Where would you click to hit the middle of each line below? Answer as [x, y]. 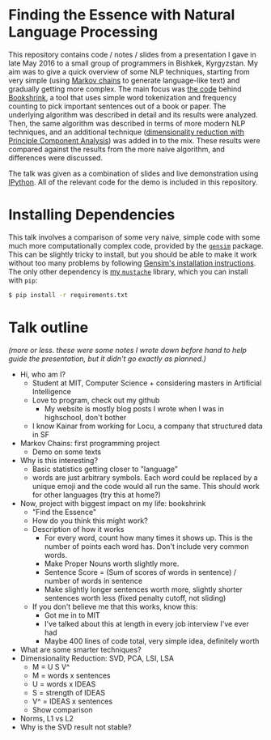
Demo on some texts [67, 452]
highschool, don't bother [85, 417]
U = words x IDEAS [64, 684]
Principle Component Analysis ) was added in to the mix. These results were [134, 140]
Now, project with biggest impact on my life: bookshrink [113, 503]
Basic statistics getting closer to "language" [105, 469]
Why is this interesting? [59, 460]
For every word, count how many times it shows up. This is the [148, 538]
